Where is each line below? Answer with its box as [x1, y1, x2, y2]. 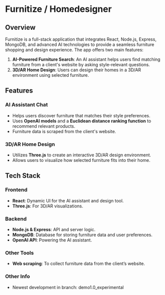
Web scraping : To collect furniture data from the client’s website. [12, 261, 145, 267]
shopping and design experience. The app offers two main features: [5, 47, 144, 52]
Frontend [5, 187, 28, 194]
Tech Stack [5, 172, 41, 180]
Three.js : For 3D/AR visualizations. [12, 203, 83, 209]
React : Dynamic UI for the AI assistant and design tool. [12, 197, 124, 203]
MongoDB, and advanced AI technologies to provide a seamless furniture [5, 42, 155, 48]
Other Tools [5, 249, 34, 256]
